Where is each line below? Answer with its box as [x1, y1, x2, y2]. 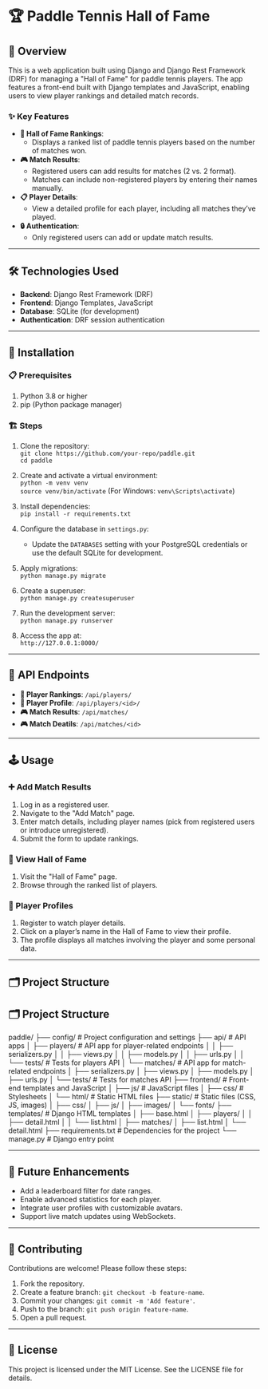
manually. [31, 184, 64, 193]
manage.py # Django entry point [8, 1134, 115, 1144]
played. [31, 212, 57, 222]
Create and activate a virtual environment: [19, 471, 158, 481]
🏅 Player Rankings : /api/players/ [19, 689, 132, 699]
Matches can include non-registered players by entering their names [31, 175, 258, 184]
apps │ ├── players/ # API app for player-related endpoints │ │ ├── [8, 1041, 234, 1051]
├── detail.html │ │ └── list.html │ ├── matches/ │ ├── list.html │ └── [8, 1118, 246, 1127]
